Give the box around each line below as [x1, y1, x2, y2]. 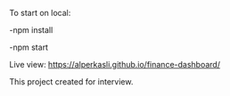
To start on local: [9, 8, 71, 18]
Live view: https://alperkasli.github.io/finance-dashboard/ [9, 60, 221, 69]
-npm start [9, 42, 49, 52]
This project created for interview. [9, 76, 134, 87]
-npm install [9, 25, 53, 35]
